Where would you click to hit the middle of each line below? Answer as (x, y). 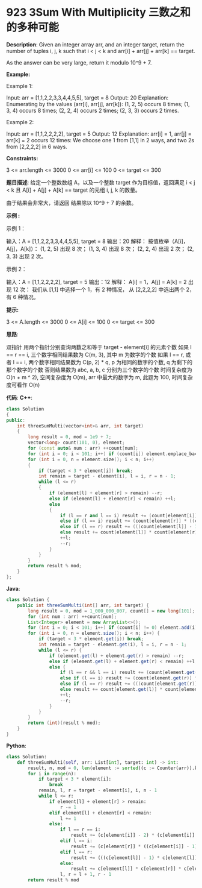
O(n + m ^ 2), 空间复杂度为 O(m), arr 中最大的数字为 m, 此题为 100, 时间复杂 (100, 377)
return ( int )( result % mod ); (64, 723)
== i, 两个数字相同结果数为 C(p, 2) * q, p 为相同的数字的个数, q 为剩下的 (104, 362)
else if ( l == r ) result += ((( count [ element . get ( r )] (129, 684)
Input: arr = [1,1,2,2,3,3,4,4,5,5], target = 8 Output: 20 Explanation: (87, 98)
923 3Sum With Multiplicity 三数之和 (99, 12)
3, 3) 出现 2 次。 (26, 256)
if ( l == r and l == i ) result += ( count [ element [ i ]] (129, 515)
